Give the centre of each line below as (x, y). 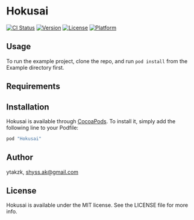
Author (20, 157)
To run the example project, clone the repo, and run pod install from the (97, 61)
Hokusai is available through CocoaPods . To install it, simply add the (91, 121)
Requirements (33, 86)
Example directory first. (35, 67)
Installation (28, 107)
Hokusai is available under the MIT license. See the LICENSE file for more (97, 205)
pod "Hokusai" (24, 139)
